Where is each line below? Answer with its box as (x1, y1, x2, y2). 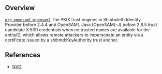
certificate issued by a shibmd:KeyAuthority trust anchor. (5, 37, 118, 43)
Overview (5, 4, 35, 12)
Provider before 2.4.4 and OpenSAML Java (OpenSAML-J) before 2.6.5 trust (5, 22, 157, 27)
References (5, 51, 41, 59)
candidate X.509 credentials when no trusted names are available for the (5, 26, 150, 33)
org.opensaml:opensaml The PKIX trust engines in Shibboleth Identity (5, 16, 141, 22)
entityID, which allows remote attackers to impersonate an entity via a (5, 32, 144, 37)
